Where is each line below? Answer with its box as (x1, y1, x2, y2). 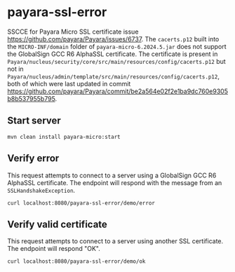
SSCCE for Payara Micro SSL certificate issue (7, 27, 139, 36)
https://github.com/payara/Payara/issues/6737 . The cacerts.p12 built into (7, 34, 220, 43)
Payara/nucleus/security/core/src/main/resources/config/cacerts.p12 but (7, 57, 226, 65)
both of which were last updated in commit (7, 79, 131, 88)
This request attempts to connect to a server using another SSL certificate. (7, 237, 224, 245)
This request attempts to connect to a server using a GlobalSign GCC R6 (7, 171, 217, 179)
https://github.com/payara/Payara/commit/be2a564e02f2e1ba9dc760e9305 (7, 87, 228, 95)
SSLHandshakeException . (7, 186, 76, 194)
